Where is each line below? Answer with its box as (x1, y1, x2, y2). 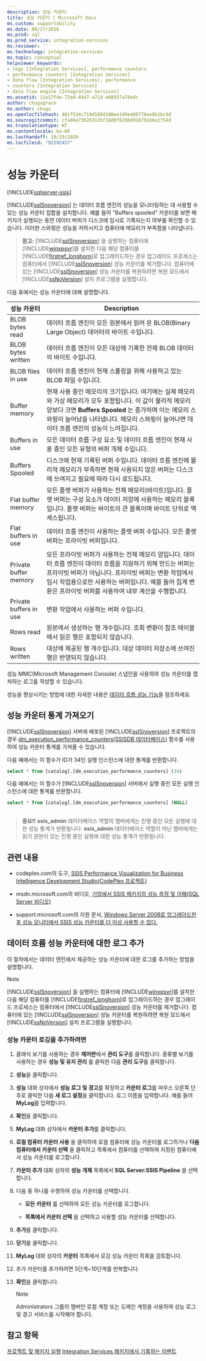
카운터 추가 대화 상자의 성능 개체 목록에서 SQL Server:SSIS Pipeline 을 (15, 1167, 187, 1174)
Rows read (10, 627, 41, 636)
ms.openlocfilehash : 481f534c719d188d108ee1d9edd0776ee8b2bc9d (7, 111, 172, 117)
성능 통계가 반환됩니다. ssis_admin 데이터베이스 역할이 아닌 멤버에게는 (28, 825, 198, 832)
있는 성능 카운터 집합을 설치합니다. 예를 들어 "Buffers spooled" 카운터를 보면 (7, 208, 190, 216)
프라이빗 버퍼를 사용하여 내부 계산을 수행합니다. (59, 586, 188, 595)
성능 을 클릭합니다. (15, 1071, 59, 1079)
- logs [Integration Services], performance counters (7, 65, 147, 72)
